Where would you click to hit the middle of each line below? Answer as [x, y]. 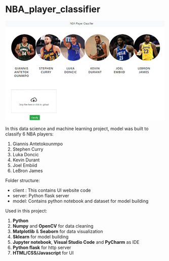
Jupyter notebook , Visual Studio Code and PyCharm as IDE [76, 242]
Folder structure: [23, 180]
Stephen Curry [28, 149]
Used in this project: [26, 210]
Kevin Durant [26, 160]
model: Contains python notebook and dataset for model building [80, 201]
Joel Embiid [25, 165]
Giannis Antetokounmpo [38, 144]
